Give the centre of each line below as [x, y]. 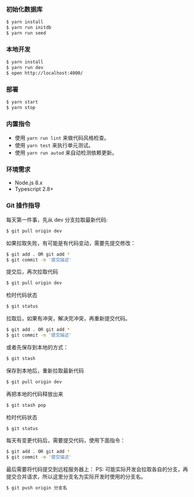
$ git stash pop [26, 405]
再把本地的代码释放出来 [35, 394]
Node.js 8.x [29, 183]
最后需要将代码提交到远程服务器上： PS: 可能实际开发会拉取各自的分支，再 [97, 469]
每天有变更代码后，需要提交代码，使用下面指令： [66, 441]
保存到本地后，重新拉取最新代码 [45, 370]
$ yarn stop [21, 108]
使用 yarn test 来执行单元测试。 [54, 145]
